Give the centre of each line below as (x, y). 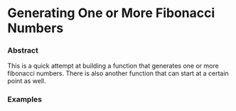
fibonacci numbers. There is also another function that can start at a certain (118, 73)
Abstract (23, 51)
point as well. (27, 81)
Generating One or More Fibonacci (111, 13)
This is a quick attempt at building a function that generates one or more (113, 66)
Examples (25, 100)
